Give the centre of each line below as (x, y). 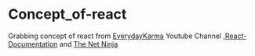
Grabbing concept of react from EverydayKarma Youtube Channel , (117, 36)
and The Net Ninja (89, 44)
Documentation (33, 44)
